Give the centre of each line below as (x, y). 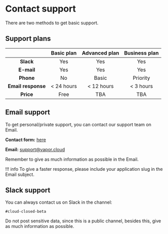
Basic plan (64, 53)
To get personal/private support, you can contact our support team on (78, 124)
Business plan (141, 53)
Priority (141, 78)
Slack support (28, 190)
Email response (27, 86)
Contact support (41, 9)
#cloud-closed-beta (26, 212)
